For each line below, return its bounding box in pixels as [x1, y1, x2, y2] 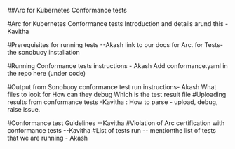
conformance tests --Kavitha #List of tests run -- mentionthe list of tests [7, 127, 216, 134]
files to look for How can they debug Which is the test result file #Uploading [7, 91, 227, 98]
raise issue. [7, 105, 41, 113]
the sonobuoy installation [7, 48, 81, 56]
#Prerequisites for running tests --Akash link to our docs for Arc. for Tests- [7, 41, 223, 48]
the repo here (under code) [7, 70, 86, 77]
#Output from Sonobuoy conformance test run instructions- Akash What [7, 83, 217, 91]
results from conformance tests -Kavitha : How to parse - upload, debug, [7, 98, 218, 106]
